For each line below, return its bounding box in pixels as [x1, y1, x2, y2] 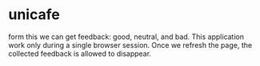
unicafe [8, 6, 60, 24]
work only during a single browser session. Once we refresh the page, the [8, 40, 253, 49]
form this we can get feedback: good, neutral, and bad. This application [8, 32, 245, 41]
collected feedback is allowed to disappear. [8, 49, 152, 58]
